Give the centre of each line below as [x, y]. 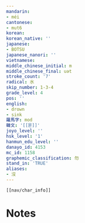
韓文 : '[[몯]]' [23, 126]
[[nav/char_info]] [28, 190]
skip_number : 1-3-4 [30, 88]
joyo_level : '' [25, 131]
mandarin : [18, 11]
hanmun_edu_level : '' [33, 142]
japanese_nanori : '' [31, 55]
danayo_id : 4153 [26, 147]
